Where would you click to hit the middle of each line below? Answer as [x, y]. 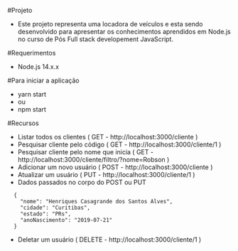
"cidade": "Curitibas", [55, 208]
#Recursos [23, 123]
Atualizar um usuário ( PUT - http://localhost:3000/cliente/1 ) [106, 175]
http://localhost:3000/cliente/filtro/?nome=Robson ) [93, 160]
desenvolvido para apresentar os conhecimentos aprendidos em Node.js [124, 32]
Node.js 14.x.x [38, 66]
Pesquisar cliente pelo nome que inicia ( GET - [86, 152]
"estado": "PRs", [46, 214]
